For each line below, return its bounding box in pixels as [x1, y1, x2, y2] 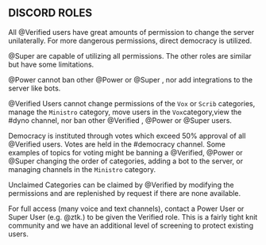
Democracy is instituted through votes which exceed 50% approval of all [8, 131, 246, 140]
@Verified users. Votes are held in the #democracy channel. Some [8, 139, 226, 149]
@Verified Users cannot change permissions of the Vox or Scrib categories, [8, 98, 256, 108]
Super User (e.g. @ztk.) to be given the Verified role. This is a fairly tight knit [8, 212, 258, 221]
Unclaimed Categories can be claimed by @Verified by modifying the [8, 180, 234, 189]
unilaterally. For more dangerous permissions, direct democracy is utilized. [8, 36, 253, 45]
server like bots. [8, 83, 61, 93]
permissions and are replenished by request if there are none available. [8, 188, 241, 197]
